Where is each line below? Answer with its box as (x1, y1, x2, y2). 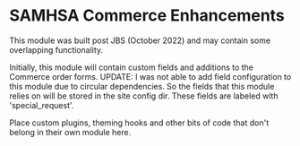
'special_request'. (9, 99, 74, 110)
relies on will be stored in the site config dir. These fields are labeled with (9, 90, 279, 101)
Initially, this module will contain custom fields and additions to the (9, 62, 253, 73)
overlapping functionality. (9, 44, 104, 55)
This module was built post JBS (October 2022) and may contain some (9, 35, 271, 46)
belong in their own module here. (9, 126, 132, 137)
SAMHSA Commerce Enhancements (9, 5, 285, 26)
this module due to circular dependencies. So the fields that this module (9, 81, 275, 91)
